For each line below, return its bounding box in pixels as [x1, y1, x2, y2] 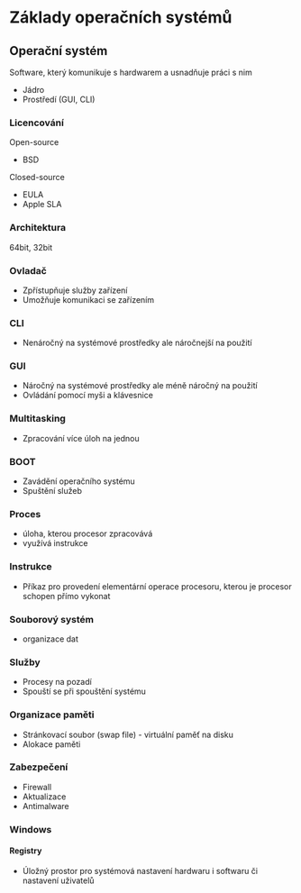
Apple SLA [22, 199, 62, 210]
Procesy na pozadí [22, 677, 92, 688]
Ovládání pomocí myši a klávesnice [22, 390, 153, 401]
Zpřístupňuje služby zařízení [22, 285, 128, 296]
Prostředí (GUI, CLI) [22, 94, 96, 105]
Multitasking [9, 413, 66, 425]
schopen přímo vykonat [22, 590, 111, 601]
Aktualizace [22, 791, 67, 802]
